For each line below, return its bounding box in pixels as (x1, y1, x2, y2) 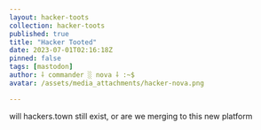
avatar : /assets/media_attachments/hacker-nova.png (9, 79, 204, 88)
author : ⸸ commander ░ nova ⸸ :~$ (9, 71, 135, 80)
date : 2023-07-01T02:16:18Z (9, 46, 114, 55)
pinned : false (9, 54, 62, 63)
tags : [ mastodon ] (9, 63, 74, 72)
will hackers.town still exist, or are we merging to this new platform (9, 111, 253, 121)
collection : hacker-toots (9, 21, 105, 30)
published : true (9, 29, 69, 38)
